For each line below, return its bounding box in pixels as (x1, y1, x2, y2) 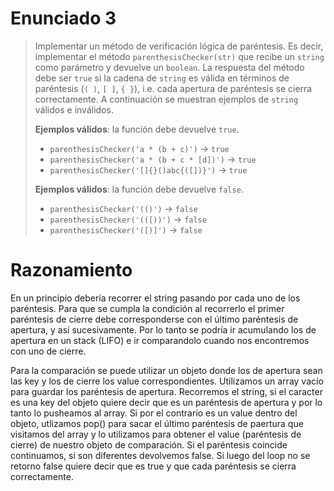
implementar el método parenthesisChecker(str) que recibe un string (34, 50, 325, 62)
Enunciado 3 (10, 7, 117, 30)
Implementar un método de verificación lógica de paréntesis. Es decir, (34, 40, 324, 52)
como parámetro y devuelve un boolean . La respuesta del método (34, 61, 305, 73)
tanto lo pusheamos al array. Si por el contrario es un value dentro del (10, 407, 298, 419)
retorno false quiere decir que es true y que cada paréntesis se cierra (10, 460, 297, 472)
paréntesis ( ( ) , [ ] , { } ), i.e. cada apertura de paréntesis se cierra (34, 82, 313, 94)
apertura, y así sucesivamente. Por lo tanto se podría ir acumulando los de (10, 323, 317, 336)
